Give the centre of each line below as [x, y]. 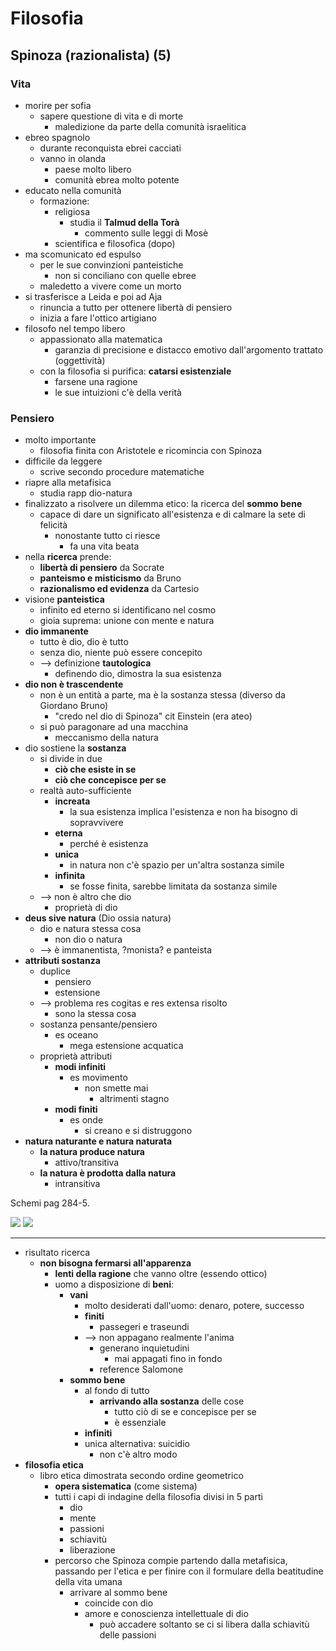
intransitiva [77, 1184]
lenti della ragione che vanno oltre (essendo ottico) [161, 1274]
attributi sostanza [62, 961]
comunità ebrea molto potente [117, 179]
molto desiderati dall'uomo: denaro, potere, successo [194, 1306]
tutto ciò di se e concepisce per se [185, 1412]
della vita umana [88, 1582]
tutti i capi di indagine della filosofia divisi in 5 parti [158, 1497]
